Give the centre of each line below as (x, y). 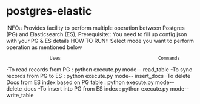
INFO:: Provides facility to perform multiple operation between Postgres (95, 28)
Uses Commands (115, 58)
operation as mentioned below (44, 47)
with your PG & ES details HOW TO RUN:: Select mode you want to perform (100, 41)
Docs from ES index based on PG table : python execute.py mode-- (90, 82)
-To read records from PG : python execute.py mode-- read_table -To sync (99, 69)
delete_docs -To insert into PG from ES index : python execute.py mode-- (98, 88)
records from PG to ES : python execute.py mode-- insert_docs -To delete (98, 76)
